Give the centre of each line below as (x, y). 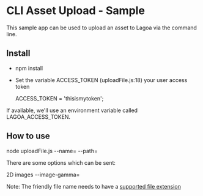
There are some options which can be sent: (61, 162)
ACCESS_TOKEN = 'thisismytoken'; (59, 98)
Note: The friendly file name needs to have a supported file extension (94, 186)
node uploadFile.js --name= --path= (52, 151)
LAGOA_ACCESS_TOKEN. (39, 116)
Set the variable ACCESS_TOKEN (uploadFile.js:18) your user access (101, 80)
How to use (28, 136)
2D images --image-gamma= (43, 175)
